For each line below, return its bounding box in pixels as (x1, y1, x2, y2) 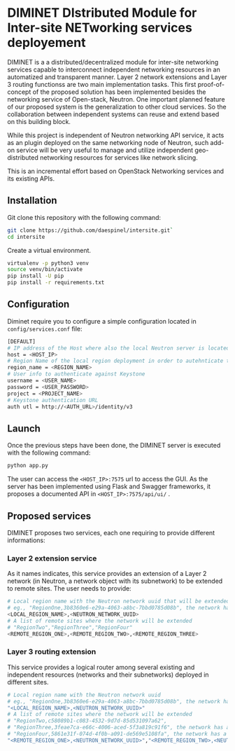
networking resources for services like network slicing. (39, 153, 198, 162)
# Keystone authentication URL (7, 397, 99, 404)
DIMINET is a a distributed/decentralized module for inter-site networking (7, 57, 219, 66)
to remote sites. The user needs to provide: (7, 584, 131, 593)
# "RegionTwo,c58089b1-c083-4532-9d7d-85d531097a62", (7, 717, 168, 724)
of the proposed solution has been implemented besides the (32, 88, 206, 96)
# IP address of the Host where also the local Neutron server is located (7, 345, 230, 352)
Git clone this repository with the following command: (7, 213, 162, 221)
